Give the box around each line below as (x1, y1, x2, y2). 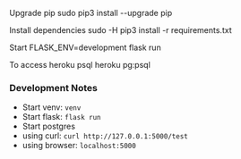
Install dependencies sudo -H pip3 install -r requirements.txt (9, 25, 232, 35)
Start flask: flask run (22, 112, 101, 122)
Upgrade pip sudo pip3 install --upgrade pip (9, 8, 173, 18)
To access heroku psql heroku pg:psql (9, 60, 151, 70)
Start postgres (22, 121, 76, 132)
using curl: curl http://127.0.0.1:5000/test (22, 130, 188, 141)
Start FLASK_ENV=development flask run (9, 42, 161, 53)
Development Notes (9, 81, 99, 94)
